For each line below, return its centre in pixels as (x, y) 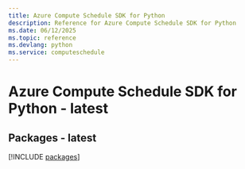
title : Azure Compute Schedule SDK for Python (87, 15)
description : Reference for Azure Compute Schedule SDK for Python (122, 23)
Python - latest (58, 109)
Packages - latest (52, 138)
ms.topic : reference (43, 38)
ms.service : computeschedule (56, 52)
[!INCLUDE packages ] (44, 157)
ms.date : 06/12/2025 (43, 30)
